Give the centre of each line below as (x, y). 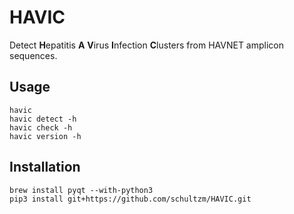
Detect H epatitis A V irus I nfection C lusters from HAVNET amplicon (147, 45)
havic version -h (45, 136)
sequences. (33, 55)
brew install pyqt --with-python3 (81, 190)
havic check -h (41, 127)
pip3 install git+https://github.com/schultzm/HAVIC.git (130, 199)
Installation (45, 167)
